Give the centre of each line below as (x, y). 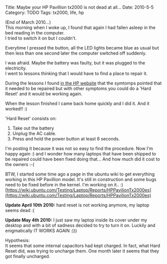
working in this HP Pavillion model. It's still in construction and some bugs (81, 179)
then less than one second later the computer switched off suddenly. (76, 53)
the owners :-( (20, 164)
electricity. (16, 68)
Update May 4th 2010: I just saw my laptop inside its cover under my (76, 220)
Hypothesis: (17, 240)
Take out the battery (33, 128)
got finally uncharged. (28, 256)
